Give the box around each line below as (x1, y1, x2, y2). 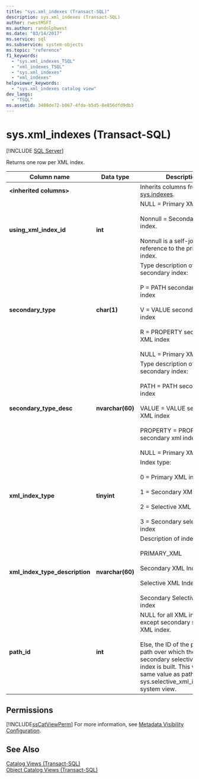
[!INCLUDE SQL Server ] (6, 148, 64, 155)
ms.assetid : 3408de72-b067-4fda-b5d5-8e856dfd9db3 (6, 102, 134, 108)
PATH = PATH (140, 382, 178, 390)
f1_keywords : (6, 53, 38, 59)
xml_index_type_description (9, 568, 91, 576)
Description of (140, 534, 180, 543)
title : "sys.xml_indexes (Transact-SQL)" (6, 8, 110, 15)
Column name (29, 173, 70, 181)
